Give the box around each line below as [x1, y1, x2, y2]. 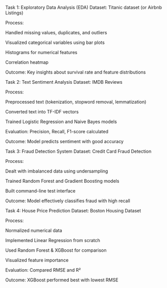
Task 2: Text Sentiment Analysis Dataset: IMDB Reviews [5, 79, 123, 85]
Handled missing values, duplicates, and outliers [5, 30, 107, 35]
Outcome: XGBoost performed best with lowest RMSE [5, 277, 118, 283]
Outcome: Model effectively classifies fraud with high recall [5, 198, 130, 204]
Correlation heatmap [5, 59, 49, 65]
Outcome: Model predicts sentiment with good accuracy [5, 138, 124, 145]
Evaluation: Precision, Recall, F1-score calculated [5, 129, 109, 134]
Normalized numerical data [5, 227, 62, 233]
